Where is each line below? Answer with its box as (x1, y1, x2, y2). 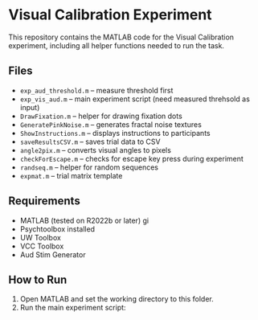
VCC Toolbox (19, 241, 64, 251)
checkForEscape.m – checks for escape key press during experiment (19, 154, 244, 163)
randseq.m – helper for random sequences (19, 162, 159, 172)
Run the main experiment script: (19, 303, 126, 313)
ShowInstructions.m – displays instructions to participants (19, 128, 211, 137)
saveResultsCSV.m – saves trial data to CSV (19, 137, 161, 146)
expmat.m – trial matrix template (19, 170, 123, 180)
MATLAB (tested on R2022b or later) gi (19, 215, 149, 225)
